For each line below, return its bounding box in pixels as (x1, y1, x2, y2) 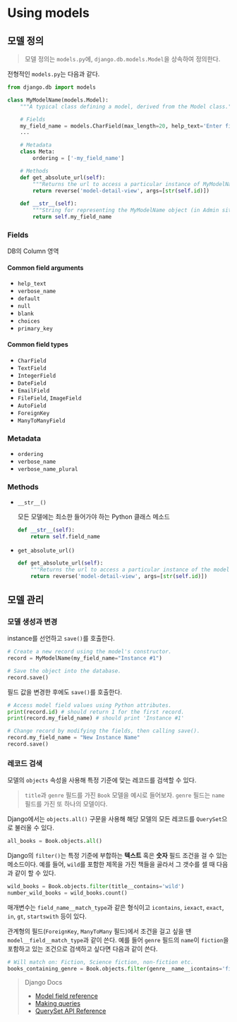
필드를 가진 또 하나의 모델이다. (24, 800, 108, 808)
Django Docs (24, 978, 63, 986)
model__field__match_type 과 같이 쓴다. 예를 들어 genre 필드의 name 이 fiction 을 (7, 935, 229, 944)
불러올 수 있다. (14, 823, 55, 832)
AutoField (17, 402, 47, 410)
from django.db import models (7, 84, 97, 91)
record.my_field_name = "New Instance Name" (7, 734, 140, 741)
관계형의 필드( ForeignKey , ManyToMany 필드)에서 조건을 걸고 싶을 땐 (7, 927, 192, 935)
